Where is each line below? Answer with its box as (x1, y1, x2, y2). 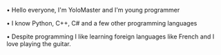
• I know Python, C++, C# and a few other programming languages (6, 19, 198, 27)
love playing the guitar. (6, 40, 72, 47)
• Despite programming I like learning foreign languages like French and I (6, 32, 215, 41)
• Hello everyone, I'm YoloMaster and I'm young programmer (6, 6, 180, 14)
